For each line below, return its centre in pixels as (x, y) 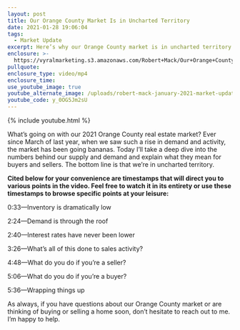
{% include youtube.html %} (49, 120)
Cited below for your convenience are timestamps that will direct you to (116, 178)
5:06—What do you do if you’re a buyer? (67, 276)
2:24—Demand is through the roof (58, 221)
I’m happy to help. (34, 319)
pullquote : (24, 67)
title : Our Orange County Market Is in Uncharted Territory (99, 21)
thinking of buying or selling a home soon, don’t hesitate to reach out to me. (119, 311)
